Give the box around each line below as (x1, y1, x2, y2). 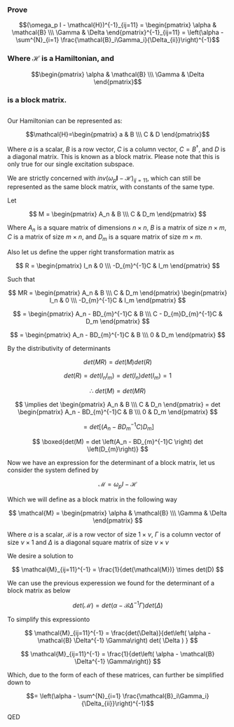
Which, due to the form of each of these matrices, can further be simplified (7, 670, 224, 679)
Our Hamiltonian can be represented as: (7, 116, 123, 125)
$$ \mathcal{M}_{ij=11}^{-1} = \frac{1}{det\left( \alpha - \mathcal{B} (20, 649, 215, 658)
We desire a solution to (7, 552, 74, 560)
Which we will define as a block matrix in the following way (7, 495, 177, 504)
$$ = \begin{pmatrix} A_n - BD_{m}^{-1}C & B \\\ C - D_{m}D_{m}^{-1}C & (13, 310, 223, 318)
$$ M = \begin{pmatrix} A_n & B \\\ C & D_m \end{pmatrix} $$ (29, 210, 207, 219)
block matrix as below (7, 586, 71, 595)
